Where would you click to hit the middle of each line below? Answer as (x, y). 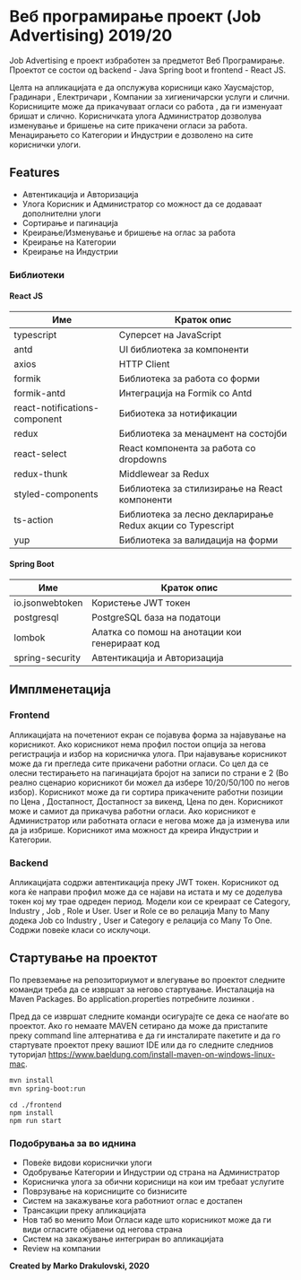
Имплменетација (60, 689)
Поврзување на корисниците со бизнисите (105, 1191)
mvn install (31, 1080)
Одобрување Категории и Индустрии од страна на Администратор (151, 1171)
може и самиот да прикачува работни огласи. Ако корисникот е (133, 811)
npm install (31, 1113)
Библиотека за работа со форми (189, 379)
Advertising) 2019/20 (91, 35)
